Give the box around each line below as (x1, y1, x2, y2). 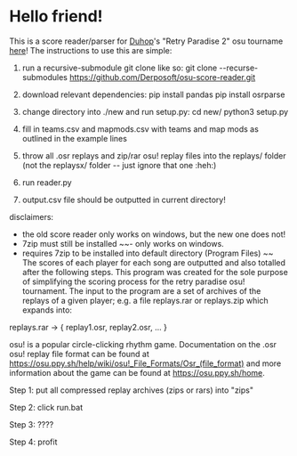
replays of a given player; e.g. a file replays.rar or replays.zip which (21, 295, 269, 305)
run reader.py (21, 176, 73, 188)
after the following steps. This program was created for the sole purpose (21, 266, 289, 277)
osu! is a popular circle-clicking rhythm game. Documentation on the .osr (9, 338, 277, 349)
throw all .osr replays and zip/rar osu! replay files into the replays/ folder (21, 150, 286, 161)
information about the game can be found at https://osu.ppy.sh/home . (9, 367, 265, 378)
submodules (21, 71, 68, 82)
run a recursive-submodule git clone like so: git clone (21, 62, 218, 73)
